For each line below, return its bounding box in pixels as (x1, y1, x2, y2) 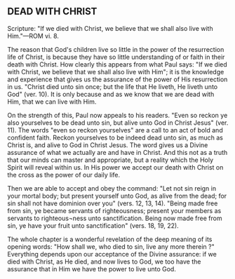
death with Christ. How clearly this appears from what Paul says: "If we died (7, 60, 228, 69)
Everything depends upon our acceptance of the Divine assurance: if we (7, 250, 217, 258)
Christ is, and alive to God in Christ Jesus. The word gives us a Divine (7, 140, 208, 149)
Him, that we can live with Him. (7, 97, 97, 106)
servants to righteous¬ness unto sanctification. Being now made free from (7, 214, 222, 222)
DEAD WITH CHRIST (7, 6, 98, 18)
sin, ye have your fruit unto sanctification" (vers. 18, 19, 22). (7, 221, 179, 230)
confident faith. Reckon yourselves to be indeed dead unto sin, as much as (7, 133, 223, 142)
